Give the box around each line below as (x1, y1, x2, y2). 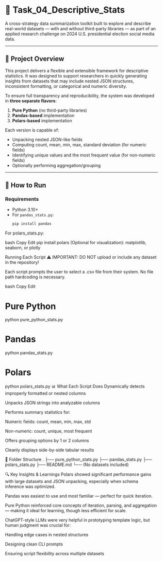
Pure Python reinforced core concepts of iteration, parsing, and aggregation (5, 503, 157, 508)
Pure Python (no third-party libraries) (12, 107, 87, 113)
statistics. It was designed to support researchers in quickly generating (5, 73, 147, 78)
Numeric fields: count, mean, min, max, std (5, 419, 91, 425)
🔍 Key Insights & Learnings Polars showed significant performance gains (5, 471, 151, 477)
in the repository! (5, 259, 39, 265)
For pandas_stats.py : (12, 212, 54, 218)
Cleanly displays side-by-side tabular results (5, 447, 95, 453)
